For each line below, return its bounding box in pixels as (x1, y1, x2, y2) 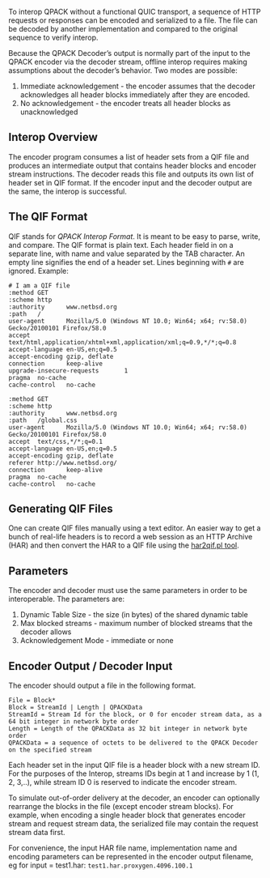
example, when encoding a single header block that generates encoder (8, 810, 246, 820)
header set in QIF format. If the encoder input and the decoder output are (8, 177, 253, 187)
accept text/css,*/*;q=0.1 (8, 437, 103, 445)
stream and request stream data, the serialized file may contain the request (8, 819, 259, 829)
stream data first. (8, 828, 66, 838)
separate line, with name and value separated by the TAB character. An (8, 249, 245, 258)
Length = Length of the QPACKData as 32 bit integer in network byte (8, 725, 248, 733)
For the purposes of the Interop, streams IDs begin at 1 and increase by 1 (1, (8, 769, 259, 778)
